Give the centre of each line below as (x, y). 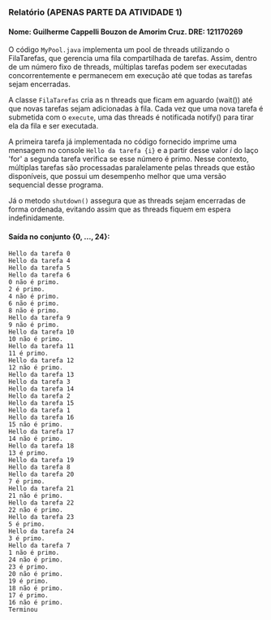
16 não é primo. (36, 603)
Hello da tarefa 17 (41, 432)
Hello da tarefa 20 (41, 474)
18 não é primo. (36, 588)
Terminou (23, 610)
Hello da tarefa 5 (39, 268)
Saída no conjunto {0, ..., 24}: (59, 236)
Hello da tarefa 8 (39, 467)
